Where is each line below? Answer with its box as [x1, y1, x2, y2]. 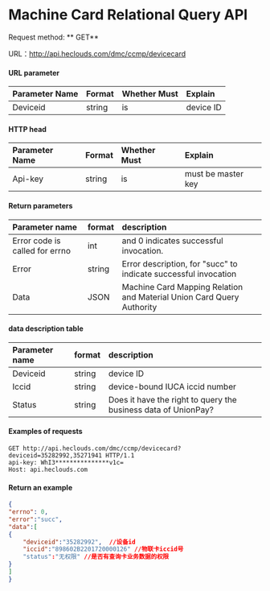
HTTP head [8, 124, 47, 134]
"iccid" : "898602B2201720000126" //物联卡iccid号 [22, 545, 184, 553]
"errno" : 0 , [8, 508, 48, 516]
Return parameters [8, 200, 73, 210]
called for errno [12, 245, 71, 256]
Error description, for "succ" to [121, 258, 239, 269]
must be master [184, 168, 243, 180]
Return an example [8, 482, 73, 492]
